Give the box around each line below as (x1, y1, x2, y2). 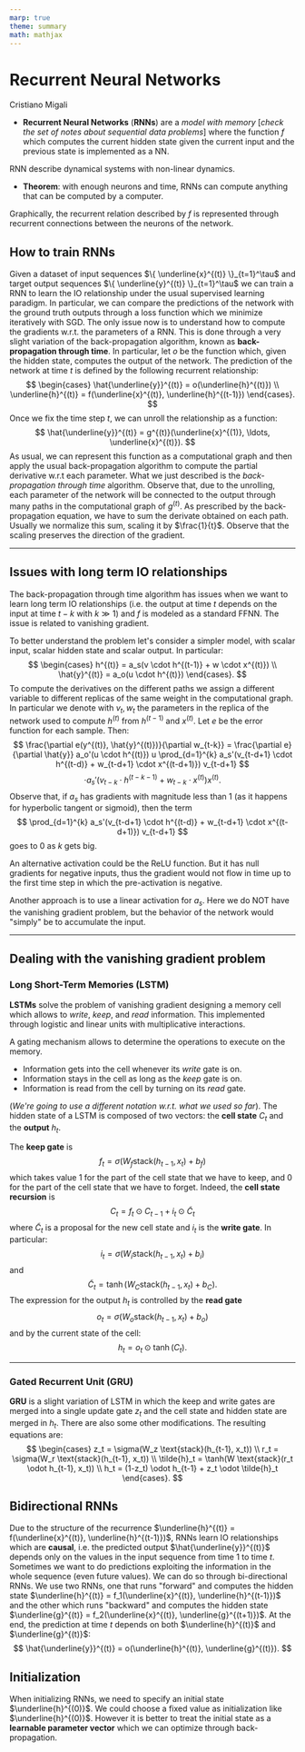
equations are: (9, 1428, 64, 1440)
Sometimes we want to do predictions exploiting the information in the (9, 1561, 271, 1572)
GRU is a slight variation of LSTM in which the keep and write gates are (9, 1396, 275, 1407)
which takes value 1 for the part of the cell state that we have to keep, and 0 (9, 1172, 293, 1183)
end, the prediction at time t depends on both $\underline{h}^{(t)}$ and (9, 1619, 276, 1630)
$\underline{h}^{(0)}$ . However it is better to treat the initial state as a (9, 1713, 271, 1724)
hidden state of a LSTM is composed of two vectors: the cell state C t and (9, 1110, 284, 1123)
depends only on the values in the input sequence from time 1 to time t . (9, 1551, 275, 1563)
